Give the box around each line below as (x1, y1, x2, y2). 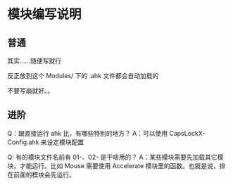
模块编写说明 (7, 6, 82, 23)
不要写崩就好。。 (7, 87, 54, 95)
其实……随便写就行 (7, 57, 62, 65)
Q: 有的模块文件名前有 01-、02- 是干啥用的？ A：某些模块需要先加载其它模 (7, 153, 224, 161)
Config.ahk (7, 138, 39, 146)
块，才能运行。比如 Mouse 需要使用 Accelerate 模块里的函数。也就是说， (7, 161, 220, 170)
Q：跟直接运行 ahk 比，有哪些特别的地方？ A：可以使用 (7, 129, 168, 137)
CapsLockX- (168, 129, 206, 137)
